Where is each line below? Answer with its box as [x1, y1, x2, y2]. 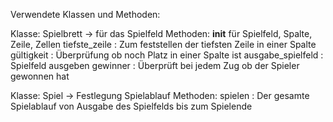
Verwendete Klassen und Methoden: [10, 9, 161, 20]
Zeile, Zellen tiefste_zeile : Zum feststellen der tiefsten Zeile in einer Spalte [10, 39, 317, 50]
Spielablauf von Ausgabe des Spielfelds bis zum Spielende [10, 100, 253, 112]
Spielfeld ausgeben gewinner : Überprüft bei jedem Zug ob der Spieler [10, 60, 300, 71]
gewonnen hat [10, 70, 70, 82]
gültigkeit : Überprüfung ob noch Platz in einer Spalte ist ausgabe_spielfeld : [10, 49, 324, 61]
